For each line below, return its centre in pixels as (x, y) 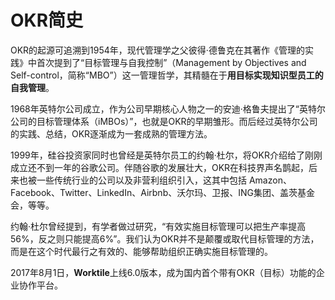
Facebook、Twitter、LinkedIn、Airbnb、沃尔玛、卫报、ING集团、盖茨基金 (162, 192)
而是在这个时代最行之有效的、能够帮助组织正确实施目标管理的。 (141, 251)
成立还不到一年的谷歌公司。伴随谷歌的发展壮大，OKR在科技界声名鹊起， (160, 167)
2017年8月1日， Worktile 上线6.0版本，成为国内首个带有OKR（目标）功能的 (163, 272)
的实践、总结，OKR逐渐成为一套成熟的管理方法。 (111, 133)
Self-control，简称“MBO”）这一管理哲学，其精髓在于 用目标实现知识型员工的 (167, 75)
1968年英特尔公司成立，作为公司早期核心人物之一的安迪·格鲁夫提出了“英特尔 (168, 108)
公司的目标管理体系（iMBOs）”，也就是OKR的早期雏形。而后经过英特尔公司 (164, 121)
